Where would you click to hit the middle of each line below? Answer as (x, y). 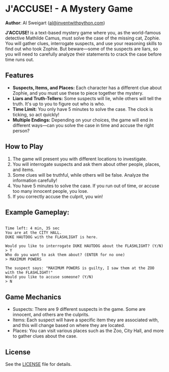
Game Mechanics (33, 297)
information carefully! (35, 180)
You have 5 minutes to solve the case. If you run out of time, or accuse (86, 186)
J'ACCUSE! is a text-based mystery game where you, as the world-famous (83, 32)
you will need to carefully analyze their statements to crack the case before (83, 54)
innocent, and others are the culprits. (51, 315)
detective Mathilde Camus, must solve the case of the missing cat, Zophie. (83, 38)
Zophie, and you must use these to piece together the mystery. (78, 93)
